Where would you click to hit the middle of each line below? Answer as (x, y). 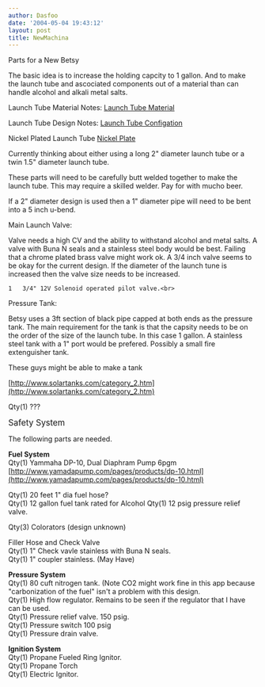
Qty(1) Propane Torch (43, 666)
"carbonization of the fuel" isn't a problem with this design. (104, 592)
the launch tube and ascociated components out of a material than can (123, 84)
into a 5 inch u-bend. (42, 210)
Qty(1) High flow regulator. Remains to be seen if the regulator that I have (127, 600)
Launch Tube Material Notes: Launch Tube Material (92, 108)
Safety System (37, 423)
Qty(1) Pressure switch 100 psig (60, 625)
